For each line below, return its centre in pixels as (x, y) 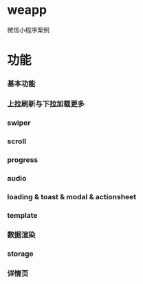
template (22, 215)
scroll (16, 141)
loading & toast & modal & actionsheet (72, 196)
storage (21, 254)
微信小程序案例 (28, 30)
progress (23, 159)
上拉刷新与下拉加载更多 (46, 103)
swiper (19, 123)
